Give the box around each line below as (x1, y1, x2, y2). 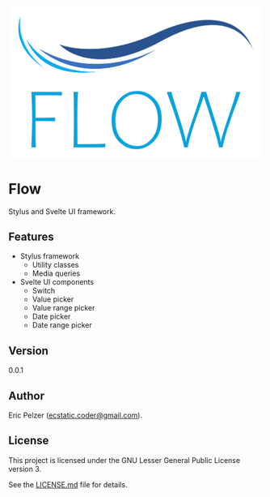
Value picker (32, 294, 74, 304)
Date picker (32, 311, 71, 322)
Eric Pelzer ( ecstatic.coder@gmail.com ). (8, 410, 143, 420)
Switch (32, 286, 56, 296)
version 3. (8, 464, 42, 473)
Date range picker (32, 320, 92, 330)
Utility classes (32, 260, 79, 270)
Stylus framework (19, 251, 79, 261)
